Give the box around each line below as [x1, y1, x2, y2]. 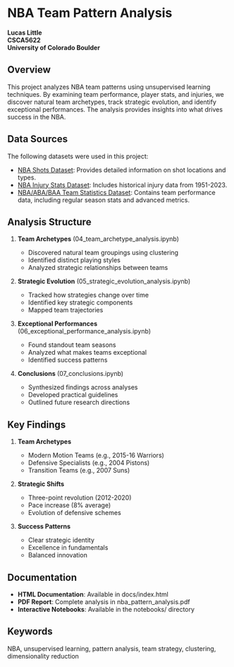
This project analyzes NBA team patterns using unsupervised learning [7, 83, 211, 91]
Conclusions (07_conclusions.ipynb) [17, 370, 124, 378]
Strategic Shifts [17, 480, 65, 488]
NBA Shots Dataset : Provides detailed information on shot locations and [17, 165, 226, 174]
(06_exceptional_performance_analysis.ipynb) [17, 327, 152, 336]
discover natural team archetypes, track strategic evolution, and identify [7, 98, 217, 106]
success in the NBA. [7, 112, 66, 121]
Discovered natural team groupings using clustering [27, 249, 178, 257]
